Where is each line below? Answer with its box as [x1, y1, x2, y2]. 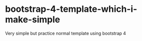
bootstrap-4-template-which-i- [5, 3, 138, 15]
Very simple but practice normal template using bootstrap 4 [5, 30, 126, 36]
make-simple [5, 14, 60, 25]
